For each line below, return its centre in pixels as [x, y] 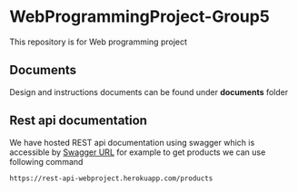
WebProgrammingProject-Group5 [139, 17]
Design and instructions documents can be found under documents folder [149, 91]
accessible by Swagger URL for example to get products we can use [138, 152]
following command [46, 161]
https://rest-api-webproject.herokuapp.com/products [111, 178]
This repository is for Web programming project [99, 42]
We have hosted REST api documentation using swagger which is [132, 142]
